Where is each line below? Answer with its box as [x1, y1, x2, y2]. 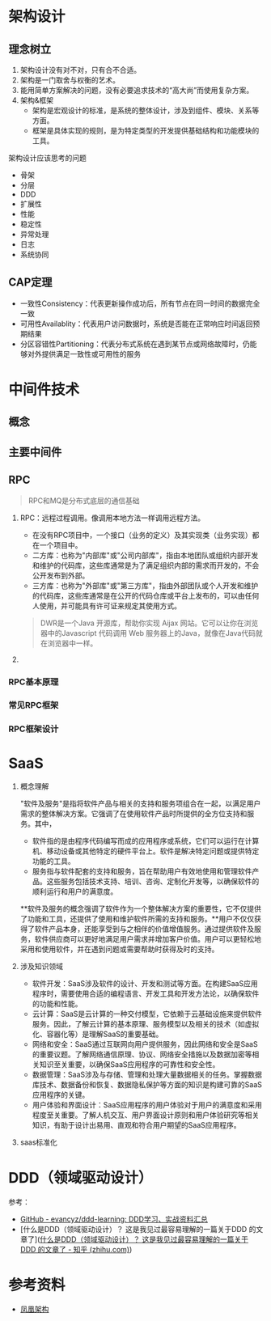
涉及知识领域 [19, 962, 63, 972]
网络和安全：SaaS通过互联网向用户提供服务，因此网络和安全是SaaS [32, 1039, 258, 1049]
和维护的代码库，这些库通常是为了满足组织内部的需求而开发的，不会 [32, 560, 260, 570]
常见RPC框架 [8, 700, 59, 711]
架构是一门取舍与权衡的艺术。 [19, 75, 120, 85]
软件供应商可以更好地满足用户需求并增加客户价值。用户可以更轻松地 [34, 934, 261, 944]
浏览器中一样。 [47, 638, 98, 648]
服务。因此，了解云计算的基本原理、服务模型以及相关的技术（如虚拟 [32, 1019, 260, 1029]
